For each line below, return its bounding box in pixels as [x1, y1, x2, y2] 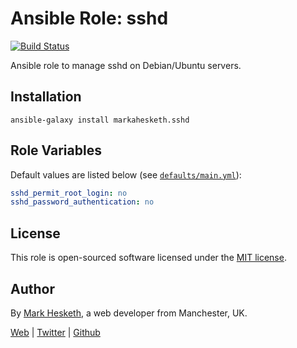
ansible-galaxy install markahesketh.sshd [10, 115, 190, 125]
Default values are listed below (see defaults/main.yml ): [10, 168, 242, 181]
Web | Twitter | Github [10, 326, 101, 338]
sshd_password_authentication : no [10, 197, 155, 207]
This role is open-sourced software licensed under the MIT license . [10, 252, 287, 264]
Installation [10, 88, 82, 106]
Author [10, 280, 55, 297]
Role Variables [10, 142, 102, 159]
